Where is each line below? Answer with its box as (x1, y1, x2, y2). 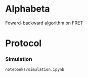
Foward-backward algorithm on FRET (5, 20, 83, 26)
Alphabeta (5, 3, 50, 15)
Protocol (5, 37, 42, 49)
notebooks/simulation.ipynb (5, 67, 65, 72)
